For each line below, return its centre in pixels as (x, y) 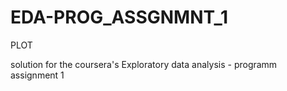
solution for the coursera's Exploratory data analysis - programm (144, 64)
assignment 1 (37, 75)
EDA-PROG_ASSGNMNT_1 (119, 17)
